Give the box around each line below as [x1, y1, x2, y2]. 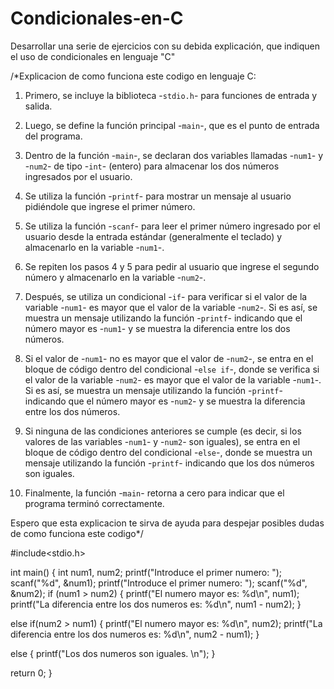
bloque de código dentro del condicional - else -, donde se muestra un [24, 446, 313, 458]
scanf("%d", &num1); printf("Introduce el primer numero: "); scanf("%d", [10, 577, 308, 589]
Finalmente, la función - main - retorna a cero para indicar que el [24, 487, 285, 499]
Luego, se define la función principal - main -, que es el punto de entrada [24, 119, 320, 131]
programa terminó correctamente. [24, 497, 165, 509]
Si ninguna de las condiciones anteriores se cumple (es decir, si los [24, 425, 302, 437]
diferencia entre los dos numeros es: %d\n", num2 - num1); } [10, 628, 260, 640]
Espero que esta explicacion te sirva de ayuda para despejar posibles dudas [10, 517, 325, 529]
